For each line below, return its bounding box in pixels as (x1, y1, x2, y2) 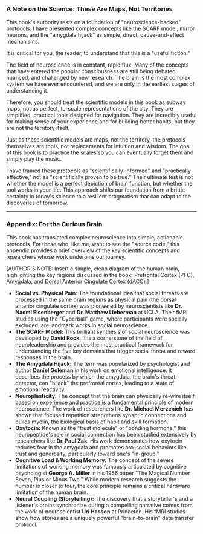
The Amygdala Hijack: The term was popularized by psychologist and (14, 360, 190, 367)
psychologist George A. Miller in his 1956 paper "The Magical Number (14, 469, 190, 477)
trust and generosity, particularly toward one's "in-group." (14, 450, 159, 457)
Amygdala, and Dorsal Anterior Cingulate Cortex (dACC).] (6, 278, 149, 285)
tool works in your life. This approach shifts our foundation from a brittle (6, 186, 185, 194)
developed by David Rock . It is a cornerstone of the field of (14, 334, 163, 342)
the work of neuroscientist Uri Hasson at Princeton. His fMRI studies (14, 507, 185, 515)
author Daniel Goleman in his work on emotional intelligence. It (14, 366, 172, 374)
